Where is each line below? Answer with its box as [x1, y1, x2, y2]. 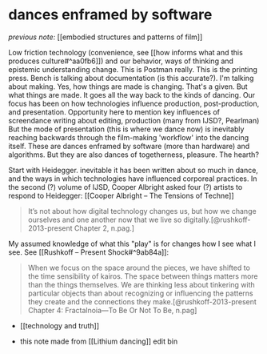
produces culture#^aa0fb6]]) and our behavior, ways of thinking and [8, 56, 234, 66]
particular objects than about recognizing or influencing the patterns [27, 288, 253, 298]
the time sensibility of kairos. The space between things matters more [27, 271, 258, 281]
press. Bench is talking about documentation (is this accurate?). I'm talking [8, 73, 254, 82]
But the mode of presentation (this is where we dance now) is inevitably [8, 124, 245, 134]
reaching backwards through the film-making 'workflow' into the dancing [8, 132, 249, 142]
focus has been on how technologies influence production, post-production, [8, 99, 260, 108]
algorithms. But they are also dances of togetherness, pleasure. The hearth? [8, 150, 260, 159]
